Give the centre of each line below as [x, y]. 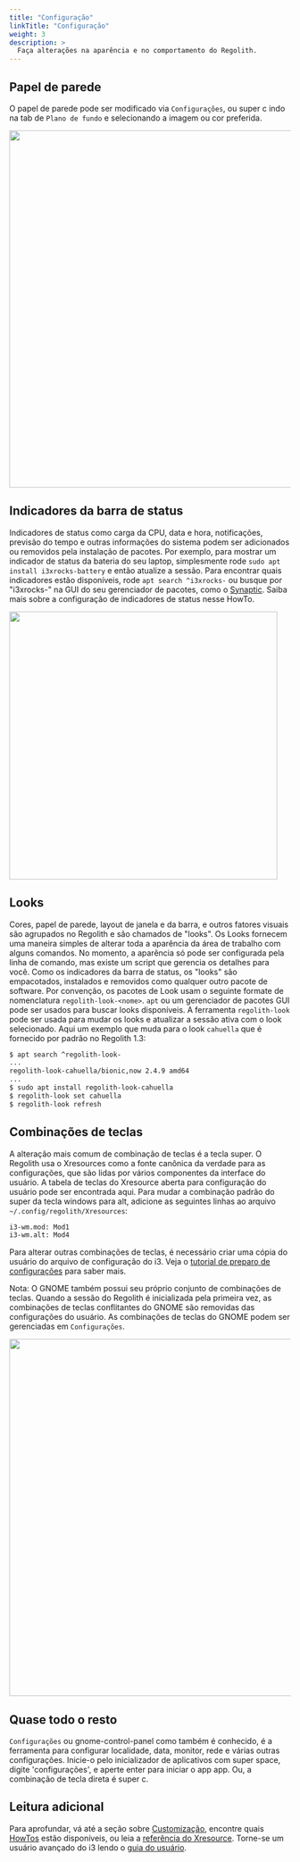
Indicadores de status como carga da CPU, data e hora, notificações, [136, 532]
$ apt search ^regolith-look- [66, 1055]
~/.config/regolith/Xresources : [68, 1210]
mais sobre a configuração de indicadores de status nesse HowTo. [132, 598]
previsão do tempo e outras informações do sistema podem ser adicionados [150, 542]
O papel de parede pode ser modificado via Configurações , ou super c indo [147, 108]
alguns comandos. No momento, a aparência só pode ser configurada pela [147, 953]
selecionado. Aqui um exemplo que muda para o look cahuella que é [136, 1029]
